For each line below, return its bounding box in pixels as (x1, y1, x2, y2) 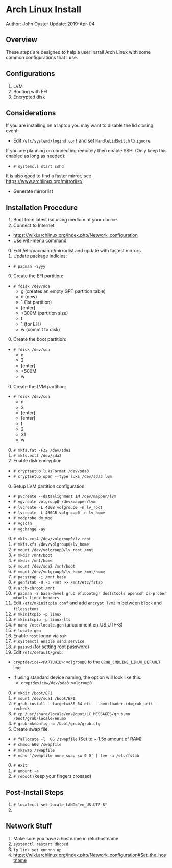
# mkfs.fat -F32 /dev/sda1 (13, 448, 71, 453)
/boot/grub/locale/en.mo (13, 716, 66, 721)
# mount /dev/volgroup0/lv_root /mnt (13, 548, 94, 553)
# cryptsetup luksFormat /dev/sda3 (13, 469, 89, 474)
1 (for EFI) (20, 321, 41, 327)
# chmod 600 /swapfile (13, 742, 62, 748)
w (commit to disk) (20, 327, 60, 333)
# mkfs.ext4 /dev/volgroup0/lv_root (13, 537, 91, 542)
